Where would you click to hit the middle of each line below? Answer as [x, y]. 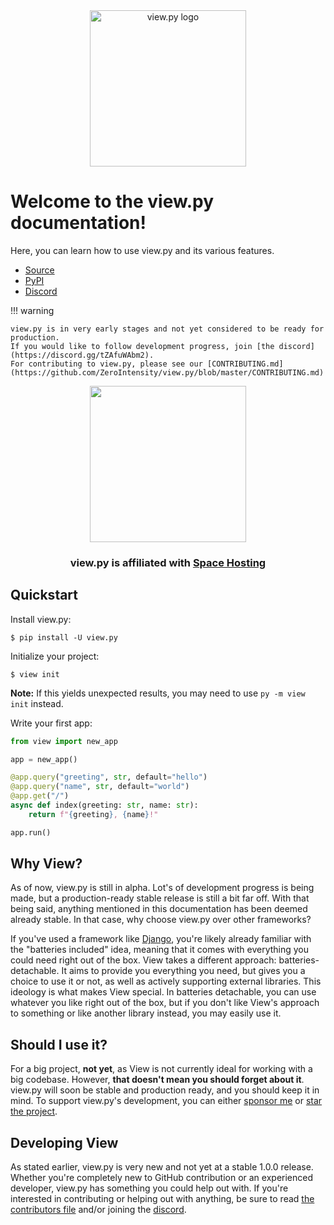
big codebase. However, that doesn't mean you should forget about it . [157, 1080]
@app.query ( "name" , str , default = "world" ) [100, 787]
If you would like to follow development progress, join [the [142, 346]
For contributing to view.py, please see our [106, 364]
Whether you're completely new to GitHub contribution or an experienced [162, 1178]
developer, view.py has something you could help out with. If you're [149, 1188]
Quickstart [44, 595]
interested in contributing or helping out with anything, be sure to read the [162, 1199]
